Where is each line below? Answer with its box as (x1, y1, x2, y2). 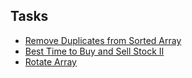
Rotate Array (24, 55, 77, 68)
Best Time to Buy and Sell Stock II (24, 45, 165, 57)
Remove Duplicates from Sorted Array (24, 34, 182, 46)
